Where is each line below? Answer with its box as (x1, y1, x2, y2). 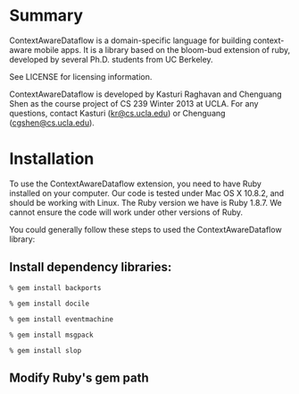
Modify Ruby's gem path (9, 371, 149, 386)
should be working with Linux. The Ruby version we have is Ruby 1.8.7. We (9, 197, 283, 208)
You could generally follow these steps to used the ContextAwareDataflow (9, 224, 283, 235)
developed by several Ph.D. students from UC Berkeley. (9, 54, 213, 64)
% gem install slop (9, 346, 82, 355)
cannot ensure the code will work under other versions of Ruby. (9, 207, 244, 218)
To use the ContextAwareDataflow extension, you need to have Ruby (9, 178, 262, 189)
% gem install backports (9, 283, 102, 292)
